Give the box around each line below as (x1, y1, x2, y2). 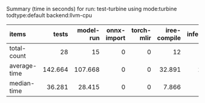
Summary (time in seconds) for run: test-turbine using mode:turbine (6, 5, 177, 12)
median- (9, 79, 35, 87)
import (106, 34, 126, 42)
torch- (131, 26, 151, 34)
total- (9, 44, 26, 52)
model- (77, 26, 100, 34)
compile (157, 34, 181, 42)
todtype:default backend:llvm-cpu (6, 12, 93, 19)
